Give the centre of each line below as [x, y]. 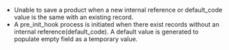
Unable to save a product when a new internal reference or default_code [118, 10]
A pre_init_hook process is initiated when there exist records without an [117, 24]
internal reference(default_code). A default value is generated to [106, 32]
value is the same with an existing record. [74, 17]
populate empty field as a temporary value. [76, 39]
